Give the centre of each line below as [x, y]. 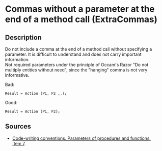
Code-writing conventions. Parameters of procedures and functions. [81, 138]
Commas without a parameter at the [80, 9]
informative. [17, 75]
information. [17, 59]
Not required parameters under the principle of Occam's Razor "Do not [77, 65]
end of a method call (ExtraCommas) [81, 19]
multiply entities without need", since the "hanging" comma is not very [76, 70]
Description [23, 37]
